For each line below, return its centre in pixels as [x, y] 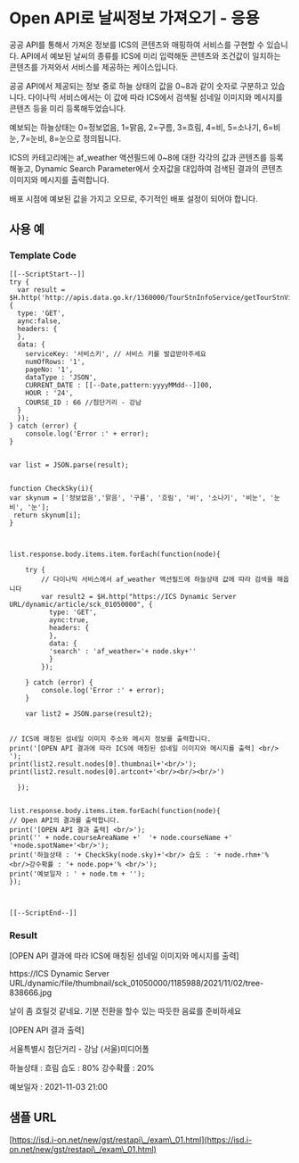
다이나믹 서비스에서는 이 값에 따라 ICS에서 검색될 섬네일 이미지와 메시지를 [155, 97]
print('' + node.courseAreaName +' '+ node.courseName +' [121, 837]
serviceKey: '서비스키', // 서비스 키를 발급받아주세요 [116, 353]
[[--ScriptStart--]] [48, 274]
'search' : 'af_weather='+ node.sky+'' [123, 651]
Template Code [43, 255]
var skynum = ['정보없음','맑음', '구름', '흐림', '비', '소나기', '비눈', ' [141, 498]
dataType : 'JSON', [61, 377]
